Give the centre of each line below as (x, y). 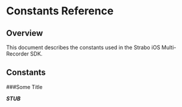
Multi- (169, 47)
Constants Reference (60, 11)
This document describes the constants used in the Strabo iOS (83, 47)
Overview (25, 33)
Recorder (18, 54)
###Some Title (24, 87)
